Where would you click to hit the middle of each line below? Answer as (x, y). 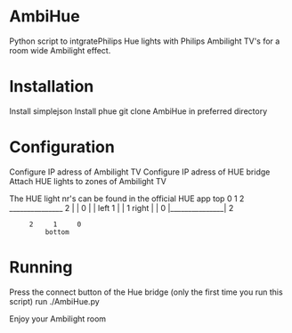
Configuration (62, 147)
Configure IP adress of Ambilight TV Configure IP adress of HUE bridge (140, 172)
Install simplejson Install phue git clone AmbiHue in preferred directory (138, 111)
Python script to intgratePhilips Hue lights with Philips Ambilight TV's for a (145, 41)
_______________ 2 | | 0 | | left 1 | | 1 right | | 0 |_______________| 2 (122, 207)
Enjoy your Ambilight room (58, 319)
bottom (57, 232)
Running (41, 267)
